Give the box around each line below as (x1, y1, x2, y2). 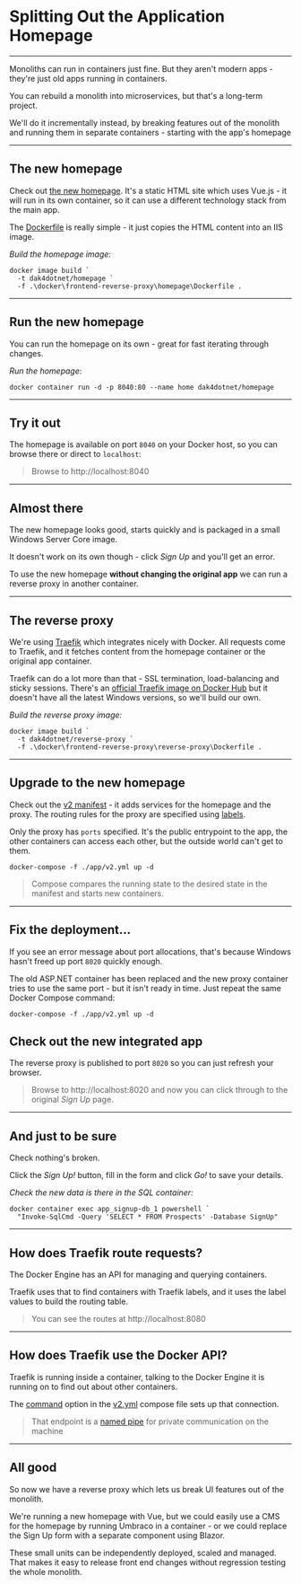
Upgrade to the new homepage (9, 775, 185, 791)
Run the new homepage (9, 314, 145, 330)
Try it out (9, 415, 61, 430)
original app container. (9, 656, 92, 666)
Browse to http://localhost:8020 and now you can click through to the (30, 1085, 288, 1096)
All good (9, 1460, 57, 1475)
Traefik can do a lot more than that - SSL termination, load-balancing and (9, 673, 279, 683)
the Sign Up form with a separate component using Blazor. (9, 1529, 226, 1541)
